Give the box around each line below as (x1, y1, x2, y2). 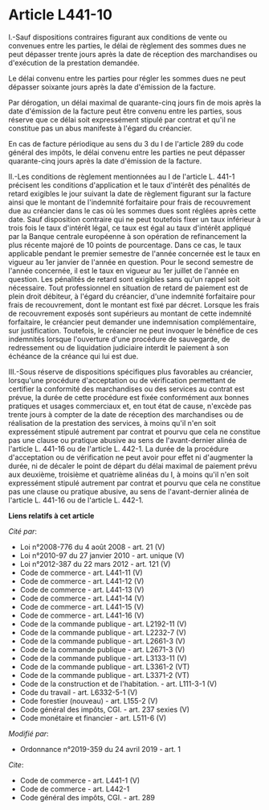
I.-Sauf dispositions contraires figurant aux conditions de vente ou (8, 32, 227, 42)
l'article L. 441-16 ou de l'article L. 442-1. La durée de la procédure (8, 444, 229, 453)
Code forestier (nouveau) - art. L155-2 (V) (19, 696, 158, 705)
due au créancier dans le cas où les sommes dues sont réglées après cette (8, 205, 257, 215)
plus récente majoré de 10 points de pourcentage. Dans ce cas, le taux (8, 240, 242, 250)
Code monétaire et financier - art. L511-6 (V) (19, 713, 167, 722)
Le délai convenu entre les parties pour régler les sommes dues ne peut (8, 73, 247, 83)
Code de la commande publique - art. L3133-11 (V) (19, 653, 187, 663)
